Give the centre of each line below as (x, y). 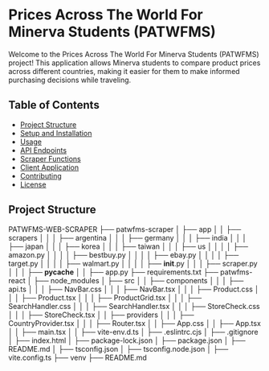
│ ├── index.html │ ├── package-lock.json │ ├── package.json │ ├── (127, 340)
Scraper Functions (51, 159)
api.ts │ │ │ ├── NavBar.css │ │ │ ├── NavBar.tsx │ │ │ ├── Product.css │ (134, 289)
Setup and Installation (56, 133)
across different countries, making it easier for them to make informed (124, 71)
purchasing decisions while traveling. (70, 80)
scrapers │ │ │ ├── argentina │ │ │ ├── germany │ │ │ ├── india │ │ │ (128, 237)
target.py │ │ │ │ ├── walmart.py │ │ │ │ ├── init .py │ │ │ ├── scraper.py (133, 263)
